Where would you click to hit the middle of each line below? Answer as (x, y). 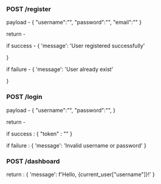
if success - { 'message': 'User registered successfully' (76, 46)
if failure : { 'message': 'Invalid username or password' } (77, 145)
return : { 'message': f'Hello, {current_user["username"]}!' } (80, 174)
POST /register (29, 9)
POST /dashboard (33, 161)
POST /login (24, 97)
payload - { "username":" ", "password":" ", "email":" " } (74, 22)
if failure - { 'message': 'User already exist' (60, 69)
